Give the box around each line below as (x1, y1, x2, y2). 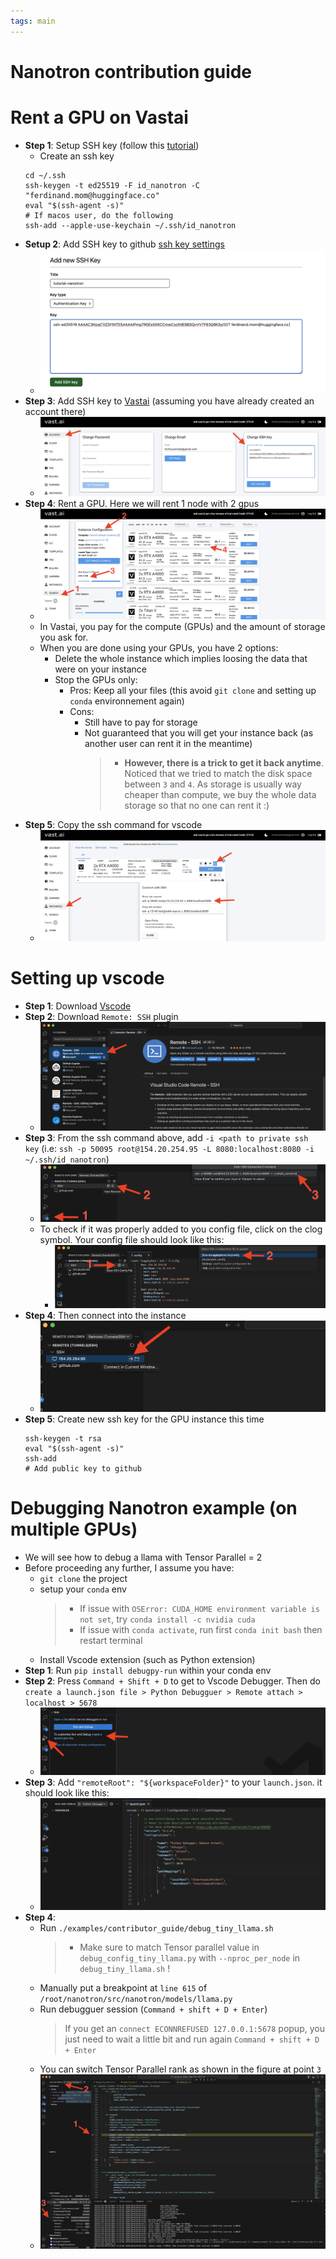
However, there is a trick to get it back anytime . (124, 757, 324, 769)
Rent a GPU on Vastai (10, 106, 189, 129)
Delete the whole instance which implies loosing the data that (54, 653, 308, 665)
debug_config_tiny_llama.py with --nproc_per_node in (79, 1952, 301, 1964)
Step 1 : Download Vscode (24, 1000, 132, 1012)
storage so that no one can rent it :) (124, 800, 270, 812)
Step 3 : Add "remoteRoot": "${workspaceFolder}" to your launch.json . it (24, 1776, 323, 1788)
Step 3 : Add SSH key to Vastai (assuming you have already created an (24, 395, 315, 407)
